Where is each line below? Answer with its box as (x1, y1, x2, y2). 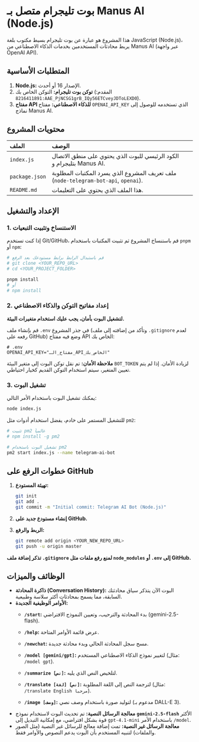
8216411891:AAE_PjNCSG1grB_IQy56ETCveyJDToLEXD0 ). (15, 94, 141, 101)
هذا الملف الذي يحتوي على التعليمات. (51, 185, 143, 194)
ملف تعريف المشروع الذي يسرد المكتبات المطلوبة (51, 169, 177, 177)
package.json (9, 173, 47, 180)
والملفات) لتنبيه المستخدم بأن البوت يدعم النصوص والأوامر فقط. (15, 729, 156, 736)
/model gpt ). (24, 658, 55, 665)
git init (15, 493, 37, 499)
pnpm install (6, 277, 39, 282)
